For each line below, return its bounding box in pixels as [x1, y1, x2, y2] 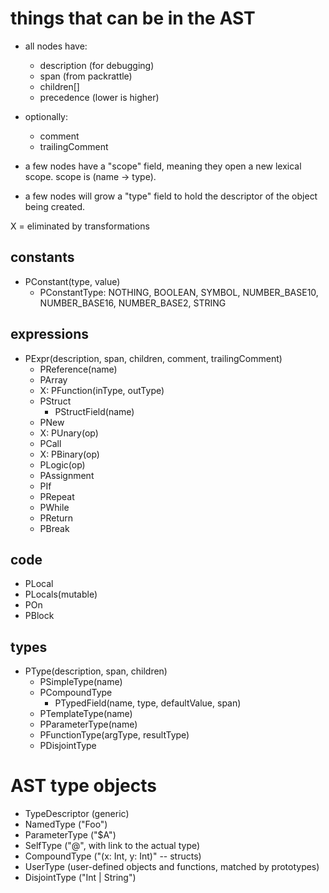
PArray [39, 373, 68, 386]
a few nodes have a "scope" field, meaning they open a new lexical [24, 160, 302, 172]
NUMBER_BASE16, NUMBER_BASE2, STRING [39, 297, 227, 309]
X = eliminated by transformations [10, 220, 150, 232]
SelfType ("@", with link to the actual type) [24, 840, 201, 852]
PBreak [39, 522, 70, 534]
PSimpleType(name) [39, 676, 123, 688]
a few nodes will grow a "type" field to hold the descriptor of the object [24, 190, 318, 202]
